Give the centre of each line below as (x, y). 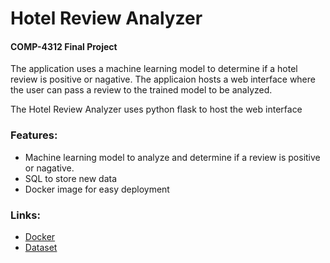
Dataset (41, 247)
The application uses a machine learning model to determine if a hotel (154, 69)
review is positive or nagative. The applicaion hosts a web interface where (163, 79)
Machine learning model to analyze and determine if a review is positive (172, 157)
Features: (34, 135)
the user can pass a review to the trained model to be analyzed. (141, 90)
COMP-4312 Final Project (64, 46)
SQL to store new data (70, 178)
